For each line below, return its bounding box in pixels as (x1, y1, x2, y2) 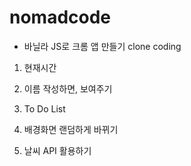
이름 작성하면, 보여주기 (23, 82, 113, 95)
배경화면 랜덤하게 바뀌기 (23, 123, 119, 135)
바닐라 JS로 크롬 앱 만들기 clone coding (23, 40, 182, 52)
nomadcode (9, 6, 112, 29)
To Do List (23, 102, 66, 115)
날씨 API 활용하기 (23, 144, 92, 156)
